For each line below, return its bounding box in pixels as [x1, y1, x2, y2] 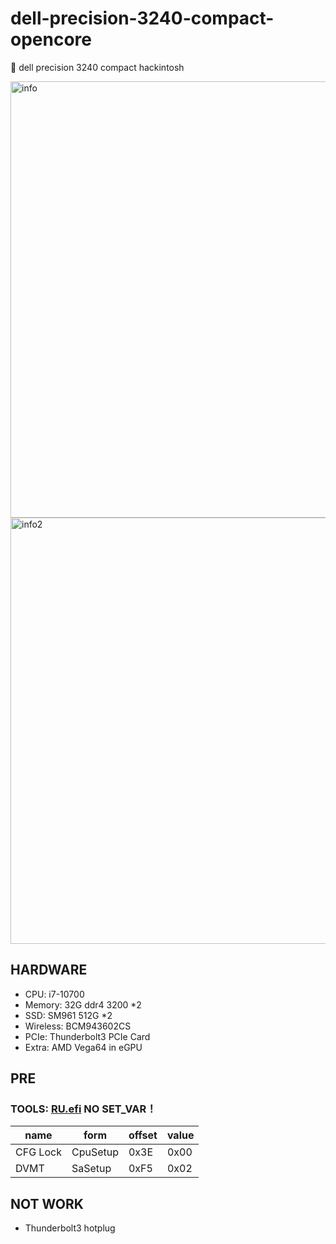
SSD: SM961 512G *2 [24, 1009, 113, 1021]
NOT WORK [10, 1195, 84, 1212]
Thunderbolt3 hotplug [24, 1222, 116, 1234]
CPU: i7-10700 [24, 988, 85, 1000]
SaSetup [71, 1162, 112, 1176]
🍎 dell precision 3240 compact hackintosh [10, 61, 185, 73]
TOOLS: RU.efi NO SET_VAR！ [10, 1102, 157, 1116]
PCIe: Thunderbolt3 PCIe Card [24, 1030, 151, 1042]
